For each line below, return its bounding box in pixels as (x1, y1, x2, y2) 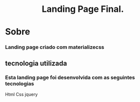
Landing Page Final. (41, 3, 124, 15)
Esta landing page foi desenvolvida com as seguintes (5, 74, 135, 81)
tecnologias (5, 80, 35, 87)
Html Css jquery (5, 91, 38, 97)
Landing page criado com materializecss (5, 44, 105, 51)
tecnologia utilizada (5, 59, 68, 67)
